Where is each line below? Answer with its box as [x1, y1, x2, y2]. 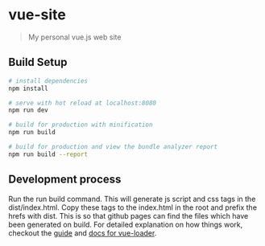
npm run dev [8, 106, 48, 114]
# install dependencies [8, 76, 89, 85]
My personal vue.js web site [27, 32, 122, 42]
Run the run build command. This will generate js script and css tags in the [8, 194, 256, 203]
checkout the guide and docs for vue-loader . [8, 228, 157, 238]
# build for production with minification [8, 121, 153, 129]
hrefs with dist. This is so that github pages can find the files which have [8, 211, 249, 220]
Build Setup [8, 55, 68, 69]
